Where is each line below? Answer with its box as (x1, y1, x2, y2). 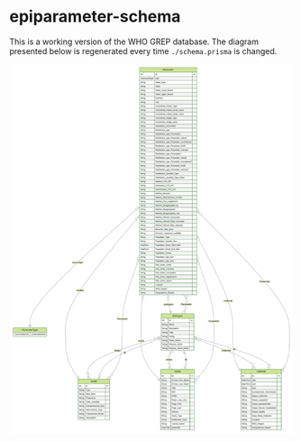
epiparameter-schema (9, 6, 181, 27)
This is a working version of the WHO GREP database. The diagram (9, 36, 260, 47)
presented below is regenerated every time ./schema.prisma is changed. (9, 45, 278, 56)
